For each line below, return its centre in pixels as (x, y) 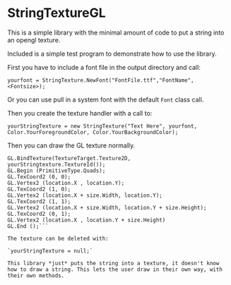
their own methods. (36, 275)
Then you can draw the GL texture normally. (71, 145)
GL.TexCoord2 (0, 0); (39, 177)
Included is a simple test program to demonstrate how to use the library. (112, 54)
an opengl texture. (34, 40)
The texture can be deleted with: (58, 238)
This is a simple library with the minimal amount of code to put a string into (116, 32)
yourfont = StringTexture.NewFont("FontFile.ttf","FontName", (101, 80)
